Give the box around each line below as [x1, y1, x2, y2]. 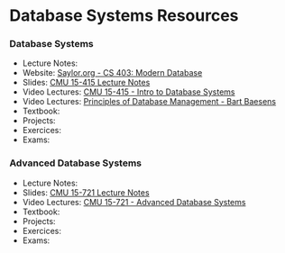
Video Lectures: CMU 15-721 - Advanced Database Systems [22, 196, 246, 207]
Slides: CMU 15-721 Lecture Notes [22, 186, 151, 198]
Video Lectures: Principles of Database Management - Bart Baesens [22, 96, 277, 107]
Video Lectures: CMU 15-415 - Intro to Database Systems [22, 86, 235, 97]
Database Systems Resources [9, 5, 239, 26]
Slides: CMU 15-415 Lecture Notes [22, 77, 151, 88]
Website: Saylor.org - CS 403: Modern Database [22, 68, 203, 78]
